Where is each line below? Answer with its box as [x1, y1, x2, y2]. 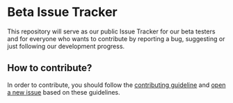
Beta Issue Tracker [7, 4, 118, 20]
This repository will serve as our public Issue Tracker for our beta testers [7, 27, 216, 35]
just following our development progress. [7, 42, 125, 50]
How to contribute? [7, 62, 93, 74]
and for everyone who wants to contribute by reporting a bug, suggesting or [7, 34, 225, 42]
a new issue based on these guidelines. [7, 88, 120, 96]
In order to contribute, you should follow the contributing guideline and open [7, 81, 226, 89]
